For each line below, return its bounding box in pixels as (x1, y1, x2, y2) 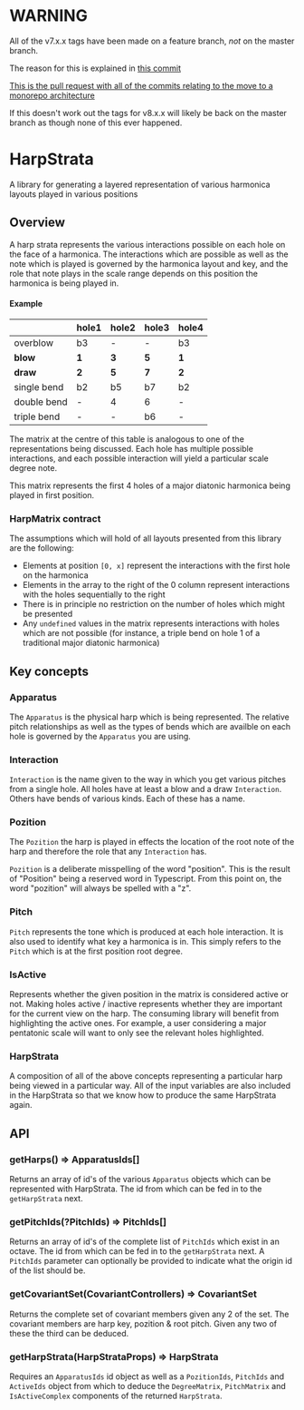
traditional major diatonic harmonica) (22, 637, 160, 649)
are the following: (9, 543, 74, 553)
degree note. (9, 462, 57, 473)
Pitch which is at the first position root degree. (9, 945, 184, 956)
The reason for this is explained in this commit (9, 63, 181, 73)
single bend (14, 380, 64, 393)
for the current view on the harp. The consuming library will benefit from (9, 1008, 280, 1019)
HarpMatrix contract (9, 512, 101, 524)
